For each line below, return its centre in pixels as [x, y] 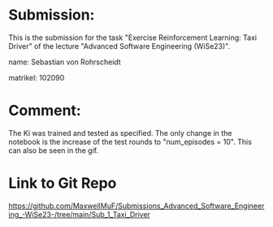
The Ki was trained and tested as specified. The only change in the [120, 133]
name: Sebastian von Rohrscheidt [65, 62]
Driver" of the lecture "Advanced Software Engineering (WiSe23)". [119, 46]
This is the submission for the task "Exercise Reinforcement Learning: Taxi [133, 37]
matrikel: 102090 [37, 77]
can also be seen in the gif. [54, 150]
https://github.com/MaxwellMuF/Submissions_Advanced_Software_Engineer [136, 206]
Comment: [45, 111]
